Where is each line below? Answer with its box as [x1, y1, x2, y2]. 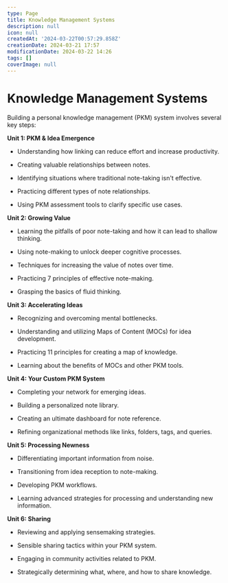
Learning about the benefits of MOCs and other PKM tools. [16, 361, 184, 369]
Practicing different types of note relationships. [16, 187, 151, 195]
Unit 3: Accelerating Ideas [7, 300, 83, 309]
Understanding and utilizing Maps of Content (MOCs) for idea [16, 327, 192, 335]
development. [16, 334, 56, 343]
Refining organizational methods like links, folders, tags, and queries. [16, 427, 213, 436]
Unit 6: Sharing [7, 514, 52, 523]
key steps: [7, 121, 36, 129]
